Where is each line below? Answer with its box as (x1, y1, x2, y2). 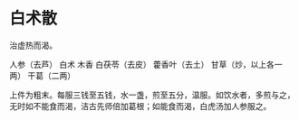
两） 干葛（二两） (9, 69, 75, 81)
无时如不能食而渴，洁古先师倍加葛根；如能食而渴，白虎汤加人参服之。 (9, 100, 272, 111)
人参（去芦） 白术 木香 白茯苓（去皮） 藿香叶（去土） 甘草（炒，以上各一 (9, 59, 283, 69)
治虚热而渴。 (9, 40, 57, 51)
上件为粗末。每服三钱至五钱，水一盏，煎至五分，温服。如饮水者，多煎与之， (9, 89, 295, 100)
